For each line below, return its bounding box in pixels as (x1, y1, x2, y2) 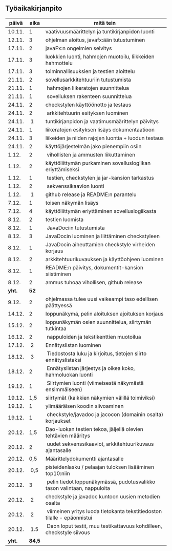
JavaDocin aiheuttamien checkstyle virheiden (45, 241, 155, 248)
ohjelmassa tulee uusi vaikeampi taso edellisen (45, 295, 158, 302)
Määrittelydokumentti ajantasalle (45, 455, 124, 462)
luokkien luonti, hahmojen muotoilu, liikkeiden (45, 53, 155, 60)
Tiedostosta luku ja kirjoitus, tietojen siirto (47, 350, 147, 357)
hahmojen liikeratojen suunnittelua (47, 84, 130, 91)
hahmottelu (45, 59, 73, 66)
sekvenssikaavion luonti (47, 182, 104, 189)
